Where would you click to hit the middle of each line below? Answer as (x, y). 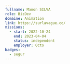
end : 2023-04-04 (30, 37)
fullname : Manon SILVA (28, 9)
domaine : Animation (25, 18)
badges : (13, 50)
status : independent (34, 41)
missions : (15, 27)
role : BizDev (18, 14)
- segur (17, 54)
